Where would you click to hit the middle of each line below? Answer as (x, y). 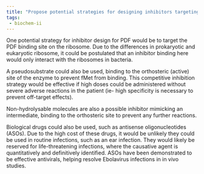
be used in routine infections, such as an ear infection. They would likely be (101, 140)
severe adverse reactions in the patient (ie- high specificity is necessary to (100, 91)
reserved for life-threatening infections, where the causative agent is (92, 147)
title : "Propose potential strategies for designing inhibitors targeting (103, 12)
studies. (16, 166)
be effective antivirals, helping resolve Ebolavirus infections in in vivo (93, 159)
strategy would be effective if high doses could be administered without (96, 84)
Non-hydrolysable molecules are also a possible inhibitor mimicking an (95, 109)
